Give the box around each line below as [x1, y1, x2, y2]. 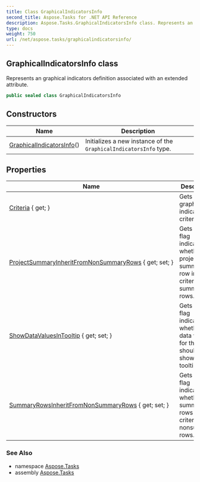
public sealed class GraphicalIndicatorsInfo [6, 92, 121, 99]
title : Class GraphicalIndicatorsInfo [6, 8, 102, 15]
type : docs [6, 25, 33, 32]
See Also [6, 449, 33, 457]
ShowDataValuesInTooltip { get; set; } [9, 331, 112, 340]
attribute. [6, 81, 29, 88]
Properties [6, 164, 46, 175]
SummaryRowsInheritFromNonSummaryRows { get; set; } [9, 401, 169, 410]
